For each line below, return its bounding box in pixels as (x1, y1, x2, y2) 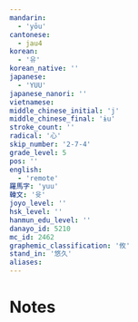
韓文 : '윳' (9, 190, 46, 200)
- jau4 (17, 38, 43, 48)
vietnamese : (9, 97, 54, 107)
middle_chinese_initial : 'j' (9, 106, 120, 115)
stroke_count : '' (9, 123, 75, 132)
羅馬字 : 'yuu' (9, 182, 59, 191)
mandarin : (9, 13, 47, 23)
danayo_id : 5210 (9, 224, 71, 233)
